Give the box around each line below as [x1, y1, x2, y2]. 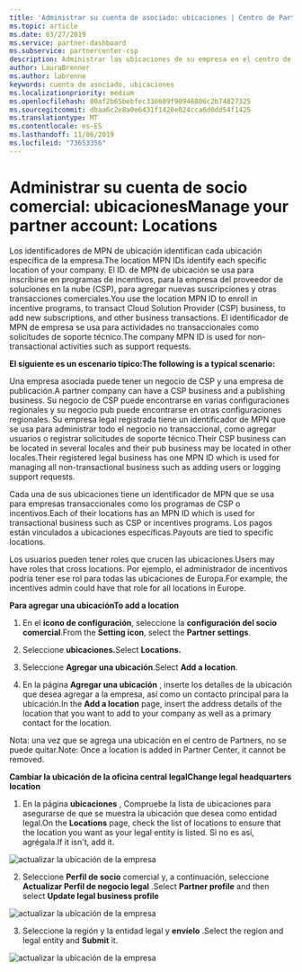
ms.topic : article [9, 22, 78, 31]
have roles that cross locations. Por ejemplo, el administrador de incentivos [9, 563, 288, 574]
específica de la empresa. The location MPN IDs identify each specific [9, 254, 267, 265]
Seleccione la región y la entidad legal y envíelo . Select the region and [22, 925, 284, 936]
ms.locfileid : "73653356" [9, 138, 106, 147]
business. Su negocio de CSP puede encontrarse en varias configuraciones [9, 395, 290, 406]
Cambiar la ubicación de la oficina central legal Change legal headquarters [9, 771, 292, 782]
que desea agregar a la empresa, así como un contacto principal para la [22, 689, 289, 700]
